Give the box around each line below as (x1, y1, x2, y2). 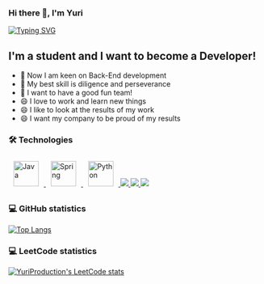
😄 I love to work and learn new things (19, 96, 147, 106)
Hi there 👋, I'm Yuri (8, 7, 83, 19)
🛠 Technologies (8, 134, 73, 146)
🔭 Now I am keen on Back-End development (19, 70, 167, 80)
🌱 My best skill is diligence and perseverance (19, 79, 171, 89)
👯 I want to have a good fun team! (19, 88, 133, 98)
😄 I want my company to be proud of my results (19, 113, 182, 124)
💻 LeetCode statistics (8, 245, 97, 256)
